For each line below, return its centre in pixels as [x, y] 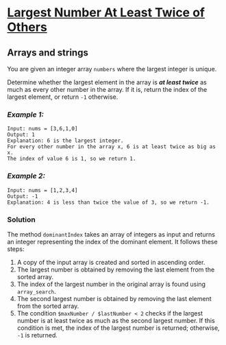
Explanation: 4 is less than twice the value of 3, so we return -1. [109, 202]
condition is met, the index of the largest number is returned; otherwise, [118, 328]
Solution [22, 219]
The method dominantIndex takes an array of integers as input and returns [111, 234]
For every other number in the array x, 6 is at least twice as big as [111, 147]
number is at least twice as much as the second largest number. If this [116, 320]
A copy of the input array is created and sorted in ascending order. [111, 262]
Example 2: [26, 176]
